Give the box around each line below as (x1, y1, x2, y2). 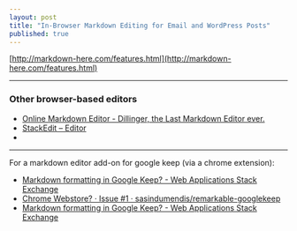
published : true (9, 29, 69, 38)
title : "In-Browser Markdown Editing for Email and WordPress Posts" (9, 21, 271, 30)
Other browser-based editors (9, 93, 138, 106)
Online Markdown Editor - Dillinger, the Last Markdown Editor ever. (21, 113, 265, 123)
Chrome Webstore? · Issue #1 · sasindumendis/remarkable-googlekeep (21, 193, 281, 204)
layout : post (9, 12, 57, 22)
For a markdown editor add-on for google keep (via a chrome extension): (9, 157, 275, 168)
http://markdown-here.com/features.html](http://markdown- (11, 54, 232, 64)
